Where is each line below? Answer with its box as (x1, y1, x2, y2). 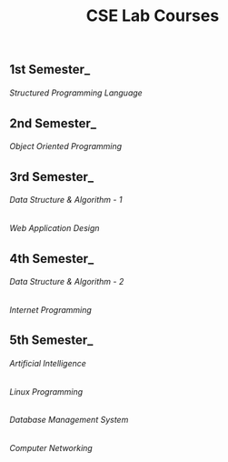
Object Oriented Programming (9, 141, 123, 152)
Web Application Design (9, 222, 100, 233)
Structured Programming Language (9, 87, 143, 98)
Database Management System (9, 415, 129, 426)
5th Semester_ (9, 333, 94, 348)
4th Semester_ (9, 251, 94, 266)
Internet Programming (9, 304, 93, 315)
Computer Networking (9, 442, 93, 453)
